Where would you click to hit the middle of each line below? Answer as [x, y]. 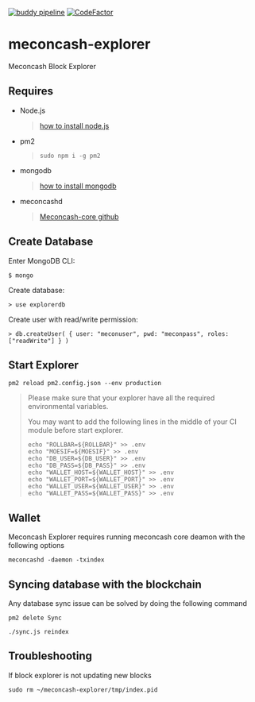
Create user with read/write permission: [73, 319]
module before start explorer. [75, 430]
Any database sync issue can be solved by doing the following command [128, 603]
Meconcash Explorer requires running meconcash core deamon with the [127, 537]
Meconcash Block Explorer [52, 66]
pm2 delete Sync [35, 618]
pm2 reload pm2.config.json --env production [85, 384]
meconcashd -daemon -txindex [56, 560]
